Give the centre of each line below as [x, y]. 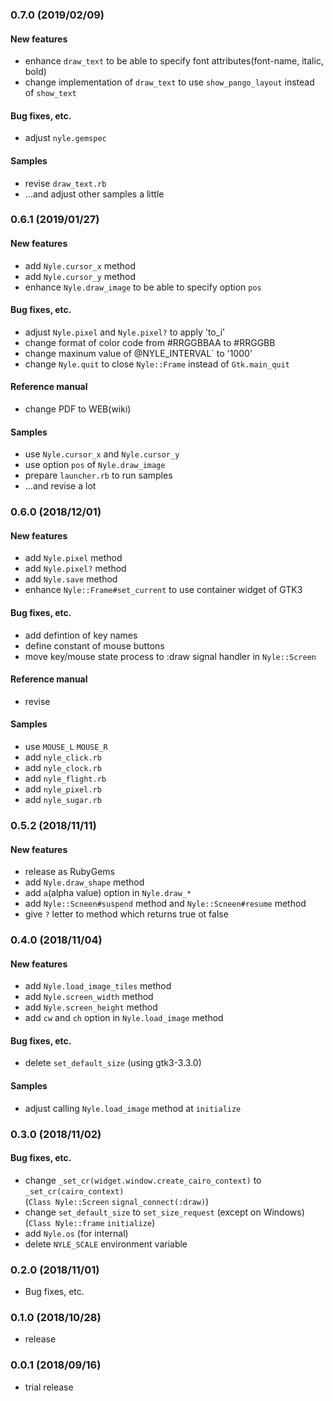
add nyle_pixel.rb [63, 789]
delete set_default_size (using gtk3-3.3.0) [113, 1063]
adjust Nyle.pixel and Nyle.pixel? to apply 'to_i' [125, 332]
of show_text [50, 93]
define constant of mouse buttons [94, 645]
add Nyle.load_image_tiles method [98, 986]
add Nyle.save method [71, 579]
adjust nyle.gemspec [65, 138]
